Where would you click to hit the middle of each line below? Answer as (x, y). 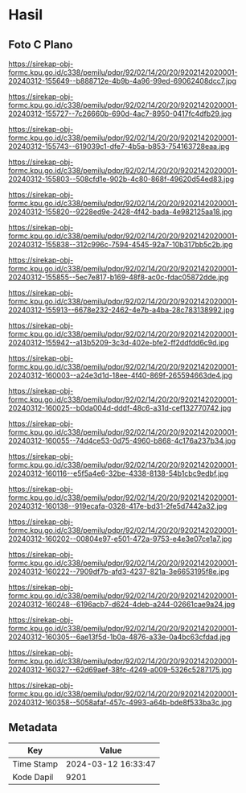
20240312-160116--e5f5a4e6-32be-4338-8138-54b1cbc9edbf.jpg (119, 473)
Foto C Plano (41, 45)
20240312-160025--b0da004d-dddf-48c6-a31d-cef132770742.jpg (120, 408)
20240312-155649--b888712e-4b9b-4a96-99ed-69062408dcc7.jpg (123, 81)
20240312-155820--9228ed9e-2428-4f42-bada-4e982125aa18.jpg (121, 212)
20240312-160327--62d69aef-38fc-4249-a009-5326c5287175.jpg (120, 669)
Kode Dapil (33, 777)
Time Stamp (35, 764)
